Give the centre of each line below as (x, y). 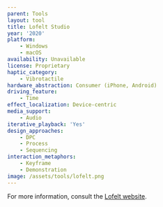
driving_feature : (32, 92)
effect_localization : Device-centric (62, 105)
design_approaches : (36, 131)
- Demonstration (44, 170)
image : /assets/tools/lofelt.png (56, 176)
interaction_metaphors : (42, 157)
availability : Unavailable (46, 59)
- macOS (31, 53)
